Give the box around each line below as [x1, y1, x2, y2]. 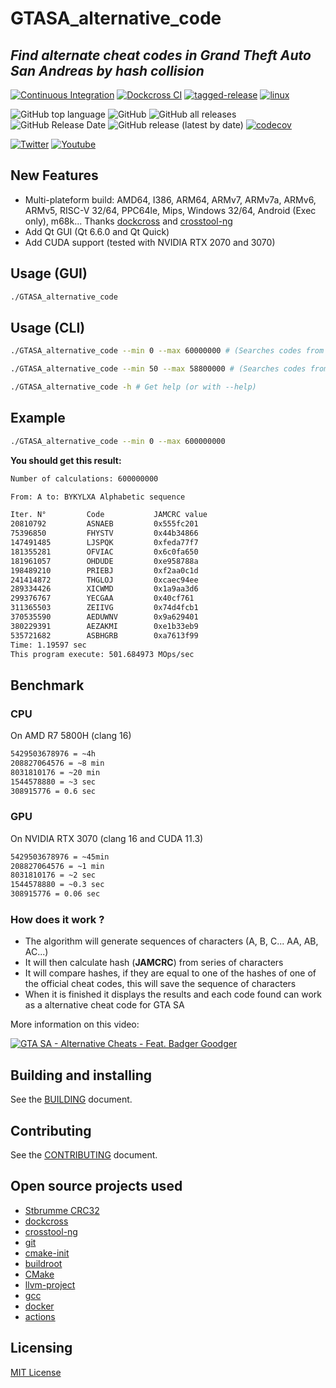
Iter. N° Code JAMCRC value [10, 510, 208, 520]
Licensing [10, 1340, 73, 1357]
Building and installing [10, 1067, 152, 1084]
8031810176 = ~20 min [10, 767, 101, 777]
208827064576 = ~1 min [10, 861, 105, 871]
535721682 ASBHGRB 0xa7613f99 [10, 630, 199, 641]
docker [24, 1300, 55, 1312]
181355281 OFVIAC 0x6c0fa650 [10, 547, 199, 557]
